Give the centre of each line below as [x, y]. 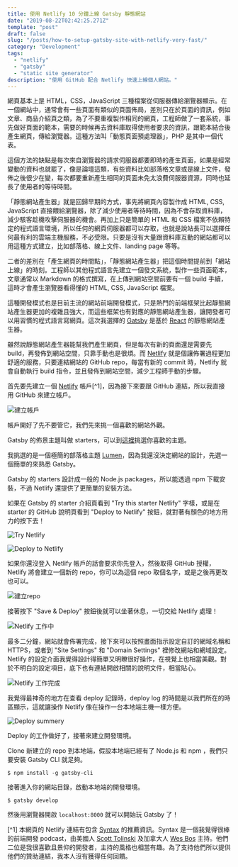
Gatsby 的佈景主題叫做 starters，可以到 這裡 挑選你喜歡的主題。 [99, 440]
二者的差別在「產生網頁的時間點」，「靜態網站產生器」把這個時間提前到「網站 [119, 261]
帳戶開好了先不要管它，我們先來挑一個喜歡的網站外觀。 [88, 425]
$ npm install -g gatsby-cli [50, 773]
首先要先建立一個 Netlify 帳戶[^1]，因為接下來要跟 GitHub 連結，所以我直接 [116, 386]
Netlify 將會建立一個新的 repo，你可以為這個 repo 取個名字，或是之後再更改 [118, 572]
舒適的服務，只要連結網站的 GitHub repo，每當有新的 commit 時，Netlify [113, 362]
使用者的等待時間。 [47, 187]
